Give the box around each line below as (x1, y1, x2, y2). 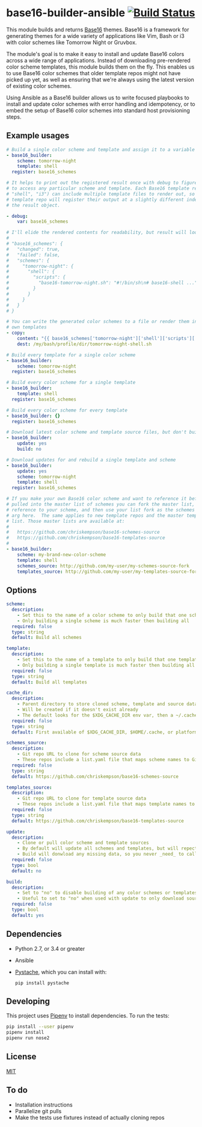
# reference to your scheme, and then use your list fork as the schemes (6, 507, 195, 513)
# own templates (6, 324, 47, 330)
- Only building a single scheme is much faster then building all (17, 617, 189, 624)
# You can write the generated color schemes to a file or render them (6, 319, 189, 325)
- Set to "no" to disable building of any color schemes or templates (17, 890, 198, 896)
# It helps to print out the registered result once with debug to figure (6, 180, 198, 186)
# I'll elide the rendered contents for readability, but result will (6, 229, 187, 236)
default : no (11, 868, 42, 874)
